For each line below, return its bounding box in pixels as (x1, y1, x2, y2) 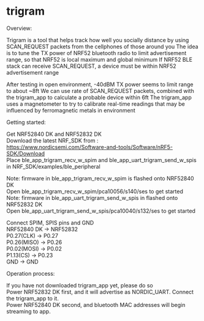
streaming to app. (6, 308, 51, 315)
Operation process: (6, 270, 55, 277)
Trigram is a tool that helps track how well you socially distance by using (6, 36, 189, 43)
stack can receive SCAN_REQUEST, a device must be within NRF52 (6, 62, 176, 70)
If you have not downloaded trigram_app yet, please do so (6, 281, 153, 289)
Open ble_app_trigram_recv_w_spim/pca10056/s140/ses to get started (6, 188, 184, 195)
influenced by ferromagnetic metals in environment (6, 106, 136, 114)
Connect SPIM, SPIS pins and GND (6, 219, 94, 226)
